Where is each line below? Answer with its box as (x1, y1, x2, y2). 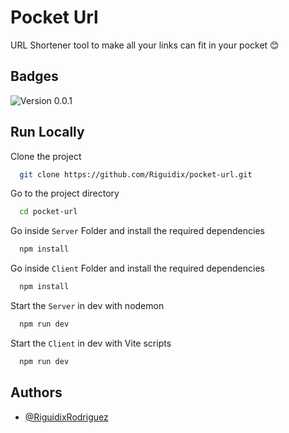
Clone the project (10, 150, 82, 162)
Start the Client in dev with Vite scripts (10, 337, 172, 349)
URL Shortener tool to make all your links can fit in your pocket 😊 (10, 39, 280, 51)
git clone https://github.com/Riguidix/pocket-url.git (19, 169, 253, 180)
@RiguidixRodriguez (24, 411, 109, 423)
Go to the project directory (10, 187, 120, 200)
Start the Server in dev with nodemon (10, 300, 165, 312)
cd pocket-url (19, 207, 78, 217)
